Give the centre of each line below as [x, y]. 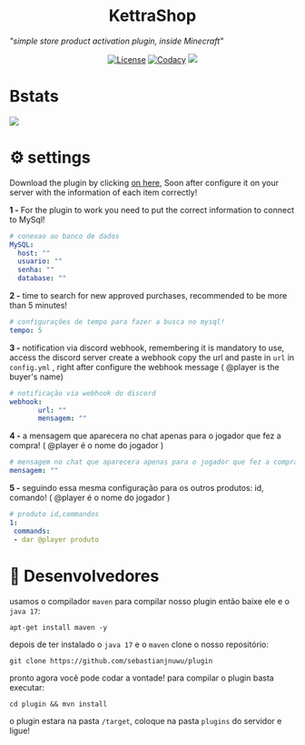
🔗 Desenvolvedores [84, 576]
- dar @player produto [56, 539]
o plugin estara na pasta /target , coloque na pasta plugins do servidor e [146, 720]
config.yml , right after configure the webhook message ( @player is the [144, 367]
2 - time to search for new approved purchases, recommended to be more [148, 296]
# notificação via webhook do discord [83, 393]
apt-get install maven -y [58, 627]
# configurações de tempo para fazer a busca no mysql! [117, 322]
